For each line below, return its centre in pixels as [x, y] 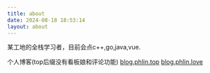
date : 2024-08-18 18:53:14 [46, 20]
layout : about [28, 26]
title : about [26, 14]
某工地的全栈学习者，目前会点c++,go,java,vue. [74, 47]
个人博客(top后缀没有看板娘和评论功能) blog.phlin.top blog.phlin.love [105, 62]
